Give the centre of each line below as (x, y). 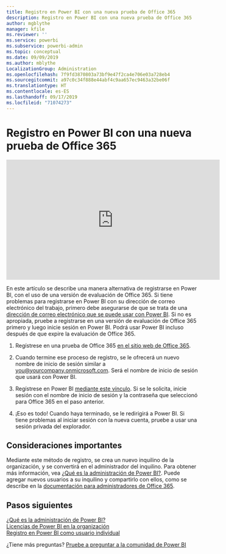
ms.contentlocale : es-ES (38, 92)
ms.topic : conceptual (34, 52)
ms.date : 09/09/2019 (33, 57)
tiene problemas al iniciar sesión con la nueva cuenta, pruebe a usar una (106, 420)
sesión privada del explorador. (53, 426)
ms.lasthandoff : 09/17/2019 (42, 97)
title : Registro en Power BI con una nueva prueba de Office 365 (91, 12)
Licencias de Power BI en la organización (58, 527)
